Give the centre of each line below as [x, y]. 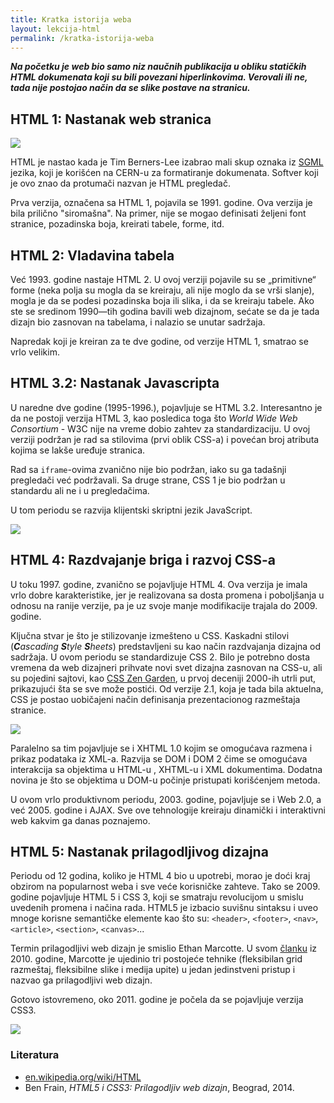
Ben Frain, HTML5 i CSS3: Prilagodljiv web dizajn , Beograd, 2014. [159, 1087]
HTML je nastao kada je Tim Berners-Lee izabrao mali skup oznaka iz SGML [167, 162]
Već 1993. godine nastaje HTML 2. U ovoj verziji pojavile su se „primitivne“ [163, 279]
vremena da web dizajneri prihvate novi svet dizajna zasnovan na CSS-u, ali [166, 667]
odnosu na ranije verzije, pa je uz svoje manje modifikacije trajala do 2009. [164, 605]
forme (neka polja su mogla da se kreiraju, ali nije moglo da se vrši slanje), [162, 290]
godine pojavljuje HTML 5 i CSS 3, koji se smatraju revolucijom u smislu [157, 897]
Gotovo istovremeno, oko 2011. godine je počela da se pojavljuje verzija [157, 1000]
